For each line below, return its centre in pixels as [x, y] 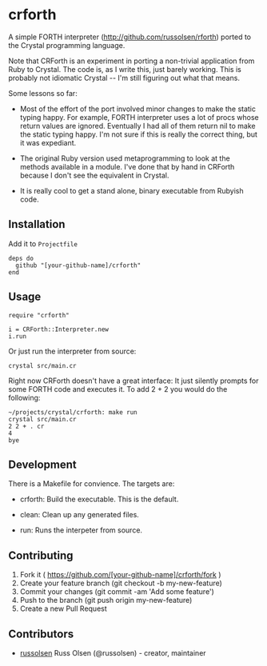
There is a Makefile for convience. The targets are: [92, 484]
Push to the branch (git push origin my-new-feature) [106, 600]
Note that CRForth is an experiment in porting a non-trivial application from [132, 61]
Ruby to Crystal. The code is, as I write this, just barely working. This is [125, 69]
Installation [37, 224]
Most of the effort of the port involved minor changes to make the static [138, 109]
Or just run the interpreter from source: [72, 351]
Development [43, 464]
